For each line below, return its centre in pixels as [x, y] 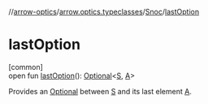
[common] [26, 67]
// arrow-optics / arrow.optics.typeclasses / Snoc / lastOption [104, 12]
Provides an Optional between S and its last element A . [100, 91]
